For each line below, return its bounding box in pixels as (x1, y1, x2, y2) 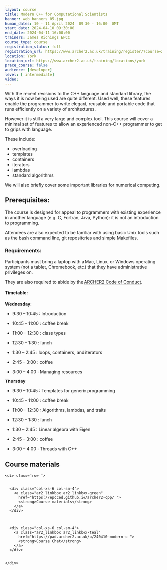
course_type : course (5, 40, 48, 45)
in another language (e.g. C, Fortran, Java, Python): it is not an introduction (5, 214, 159, 220)
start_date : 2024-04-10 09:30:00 (5, 26, 75, 31)
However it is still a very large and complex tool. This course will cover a (5, 115, 153, 122)
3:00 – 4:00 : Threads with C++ (12, 446, 77, 452)
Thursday (5, 379, 26, 384)
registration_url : (5, 49, 43, 54)
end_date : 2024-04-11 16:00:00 (5, 30, 70, 35)
